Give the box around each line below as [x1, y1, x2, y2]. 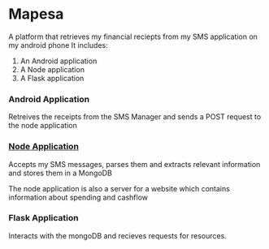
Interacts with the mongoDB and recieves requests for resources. [8, 230, 228, 240]
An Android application [20, 56, 98, 66]
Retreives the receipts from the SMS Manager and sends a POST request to [8, 112, 262, 122]
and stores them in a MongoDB [8, 168, 112, 178]
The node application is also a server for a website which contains [8, 183, 230, 193]
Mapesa [8, 5, 64, 24]
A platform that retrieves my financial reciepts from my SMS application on [8, 32, 258, 41]
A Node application [20, 64, 85, 74]
